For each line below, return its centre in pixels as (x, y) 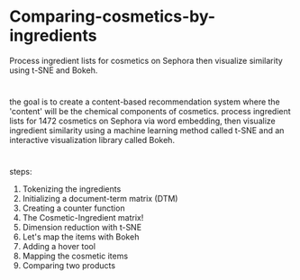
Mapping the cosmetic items (75, 256)
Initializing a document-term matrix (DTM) (100, 199)
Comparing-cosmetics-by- (113, 17)
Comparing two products (68, 266)
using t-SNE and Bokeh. (54, 70)
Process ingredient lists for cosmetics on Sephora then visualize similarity (146, 60)
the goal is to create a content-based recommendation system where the (145, 102)
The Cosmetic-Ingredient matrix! (83, 218)
